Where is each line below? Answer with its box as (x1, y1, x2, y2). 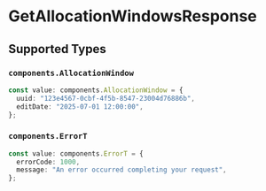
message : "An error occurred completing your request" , (16, 165, 227, 174)
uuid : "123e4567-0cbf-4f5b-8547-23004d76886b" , (16, 94, 196, 103)
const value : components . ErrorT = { (8, 149, 144, 158)
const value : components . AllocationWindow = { (8, 86, 184, 95)
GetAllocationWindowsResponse (8, 6, 258, 27)
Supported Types (8, 42, 107, 57)
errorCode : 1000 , (16, 157, 81, 166)
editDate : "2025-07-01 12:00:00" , (16, 102, 144, 111)
